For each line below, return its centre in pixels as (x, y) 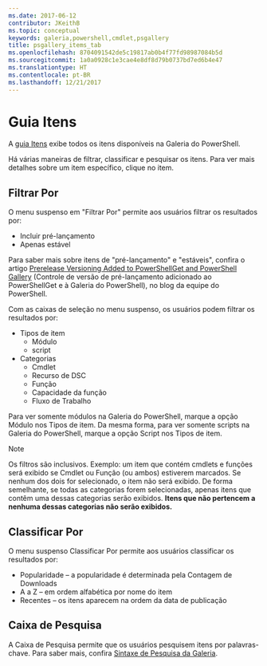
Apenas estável (45, 245)
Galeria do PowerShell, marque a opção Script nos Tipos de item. (115, 433)
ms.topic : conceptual (44, 30)
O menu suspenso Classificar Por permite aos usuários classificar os (121, 551)
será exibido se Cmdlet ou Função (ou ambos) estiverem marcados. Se (125, 473)
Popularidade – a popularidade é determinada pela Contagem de (126, 575)
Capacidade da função (69, 392)
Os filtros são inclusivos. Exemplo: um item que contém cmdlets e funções (131, 464)
